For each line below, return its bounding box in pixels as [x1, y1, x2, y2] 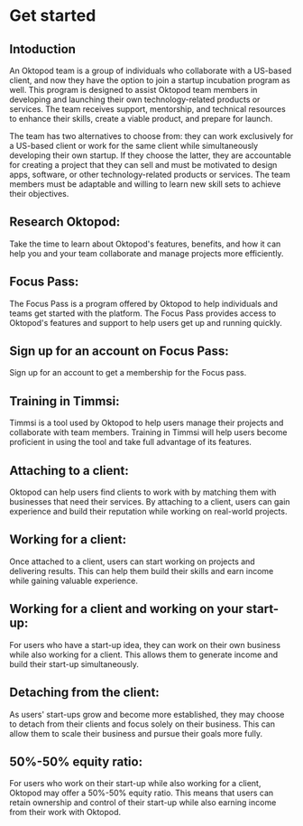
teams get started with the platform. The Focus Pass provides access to [9, 308, 277, 319]
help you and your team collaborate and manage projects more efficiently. [9, 247, 284, 258]
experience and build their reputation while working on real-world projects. [9, 506, 288, 517]
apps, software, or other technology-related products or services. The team [9, 169, 290, 180]
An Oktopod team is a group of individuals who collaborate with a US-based [9, 65, 292, 76]
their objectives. [9, 189, 69, 199]
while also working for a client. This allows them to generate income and [9, 649, 279, 660]
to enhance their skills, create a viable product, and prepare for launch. [9, 114, 273, 124]
